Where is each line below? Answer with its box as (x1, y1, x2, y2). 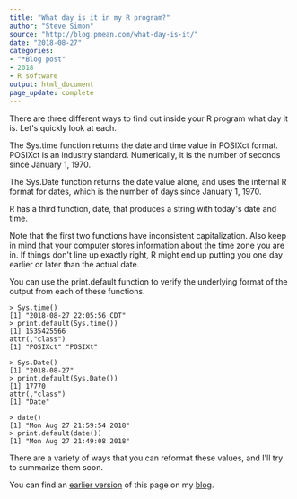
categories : (9, 47, 54, 56)
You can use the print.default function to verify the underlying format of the (9, 276, 288, 287)
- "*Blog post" (9, 55, 66, 64)
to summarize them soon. (9, 461, 103, 472)
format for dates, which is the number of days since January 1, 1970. (9, 186, 262, 197)
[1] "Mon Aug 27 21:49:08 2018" (9, 436, 130, 445)
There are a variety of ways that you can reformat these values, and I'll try (9, 452, 284, 463)
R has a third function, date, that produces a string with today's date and (9, 203, 277, 214)
